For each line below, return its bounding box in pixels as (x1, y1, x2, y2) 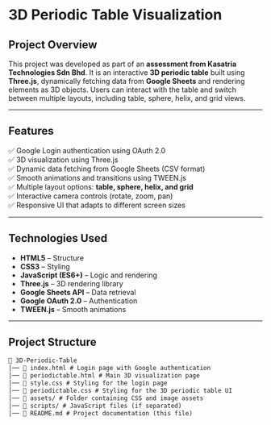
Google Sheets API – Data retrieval (19, 287, 136, 297)
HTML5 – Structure (19, 252, 85, 263)
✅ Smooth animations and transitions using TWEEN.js (8, 173, 187, 182)
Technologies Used (8, 231, 107, 245)
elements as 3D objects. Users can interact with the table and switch (8, 85, 236, 94)
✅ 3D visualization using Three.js (8, 155, 119, 165)
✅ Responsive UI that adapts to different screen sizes (8, 200, 186, 210)
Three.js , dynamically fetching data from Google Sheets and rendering (8, 77, 245, 85)
